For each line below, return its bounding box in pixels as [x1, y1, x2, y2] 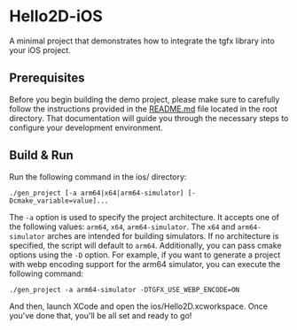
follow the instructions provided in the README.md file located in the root [9, 104, 277, 114]
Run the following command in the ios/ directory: [9, 171, 187, 182]
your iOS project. [9, 44, 71, 55]
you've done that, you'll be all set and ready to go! [9, 310, 192, 320]
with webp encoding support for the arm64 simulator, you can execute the [9, 258, 281, 269]
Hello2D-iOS [9, 6, 104, 27]
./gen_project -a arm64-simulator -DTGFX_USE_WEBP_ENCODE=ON [9, 285, 240, 294]
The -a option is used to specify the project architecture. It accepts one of [9, 211, 279, 222]
